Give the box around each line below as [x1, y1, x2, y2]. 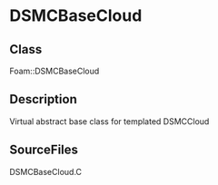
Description [9, 92, 77, 107]
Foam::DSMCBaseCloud [9, 65, 100, 76]
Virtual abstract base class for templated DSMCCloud [9, 115, 210, 127]
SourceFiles [9, 142, 79, 158]
